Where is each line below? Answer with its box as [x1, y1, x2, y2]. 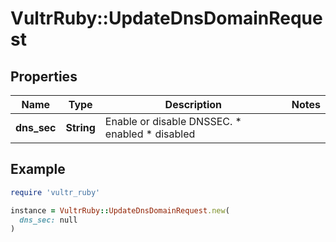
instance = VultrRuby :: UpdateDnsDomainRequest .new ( [10, 205, 230, 216]
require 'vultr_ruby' [10, 187, 101, 197]
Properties [10, 68, 78, 85]
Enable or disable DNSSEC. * [104, 115, 242, 128]
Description [164, 98, 223, 111]
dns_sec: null [19, 215, 78, 225]
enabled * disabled [104, 127, 196, 141]
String [65, 121, 96, 134]
